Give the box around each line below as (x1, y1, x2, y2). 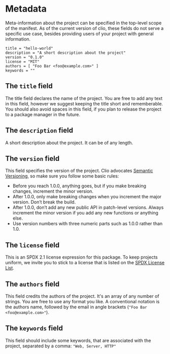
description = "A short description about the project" (5, 50, 126, 55)
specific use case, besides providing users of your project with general (5, 30, 154, 37)
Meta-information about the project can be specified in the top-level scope (5, 20, 162, 26)
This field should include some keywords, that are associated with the (5, 337, 151, 343)
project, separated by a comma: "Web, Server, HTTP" (5, 343, 117, 349)
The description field (5, 126, 74, 135)
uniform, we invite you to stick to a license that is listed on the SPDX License (5, 260, 165, 266)
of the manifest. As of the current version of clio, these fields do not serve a (5, 25, 164, 31)
